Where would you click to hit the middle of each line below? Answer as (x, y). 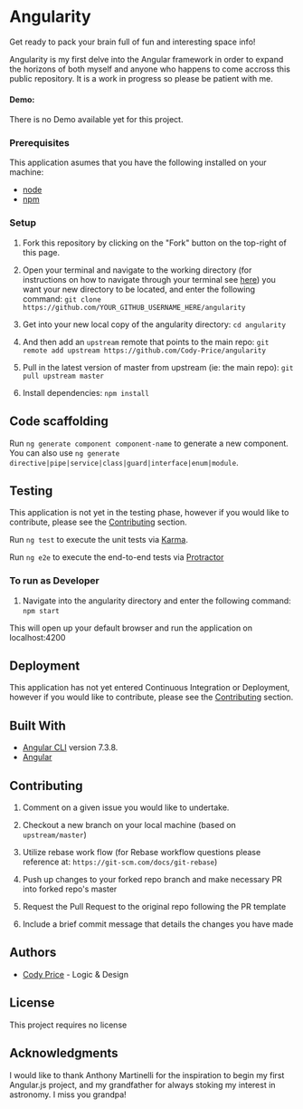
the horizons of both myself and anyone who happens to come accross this (150, 69)
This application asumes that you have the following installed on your (138, 163)
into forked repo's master (70, 889)
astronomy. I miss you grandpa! (68, 1095)
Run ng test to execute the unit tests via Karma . (99, 540)
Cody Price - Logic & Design (76, 974)
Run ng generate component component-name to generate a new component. (149, 443)
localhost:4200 (38, 637)
